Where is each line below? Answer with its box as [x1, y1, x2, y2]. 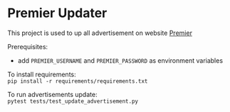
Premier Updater [7, 5, 108, 21]
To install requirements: [7, 70, 76, 78]
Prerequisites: [7, 42, 48, 51]
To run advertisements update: [7, 90, 98, 98]
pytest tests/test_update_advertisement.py [7, 98, 139, 105]
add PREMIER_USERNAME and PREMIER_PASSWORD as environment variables [17, 56, 223, 65]
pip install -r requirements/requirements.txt [7, 77, 148, 85]
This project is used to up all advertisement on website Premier [7, 29, 192, 37]
